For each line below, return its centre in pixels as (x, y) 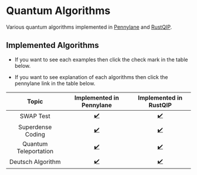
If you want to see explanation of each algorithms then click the (91, 77)
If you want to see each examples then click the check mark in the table (101, 59)
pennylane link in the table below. (55, 83)
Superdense (35, 127)
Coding (35, 134)
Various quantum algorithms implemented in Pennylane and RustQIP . (89, 27)
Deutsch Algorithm (35, 162)
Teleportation (35, 151)
